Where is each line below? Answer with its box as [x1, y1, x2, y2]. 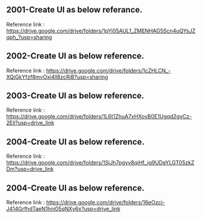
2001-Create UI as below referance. [6, 5, 143, 15]
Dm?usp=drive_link [6, 165, 54, 173]
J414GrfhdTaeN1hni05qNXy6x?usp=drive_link [6, 205, 121, 213]
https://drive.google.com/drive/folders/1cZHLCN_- [46, 67, 171, 74]
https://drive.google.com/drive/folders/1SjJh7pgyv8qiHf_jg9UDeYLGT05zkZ [6, 159, 195, 166]
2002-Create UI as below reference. [6, 51, 144, 61]
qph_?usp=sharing [6, 33, 52, 41]
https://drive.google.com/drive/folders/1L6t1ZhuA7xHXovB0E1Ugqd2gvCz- [6, 113, 192, 120]
